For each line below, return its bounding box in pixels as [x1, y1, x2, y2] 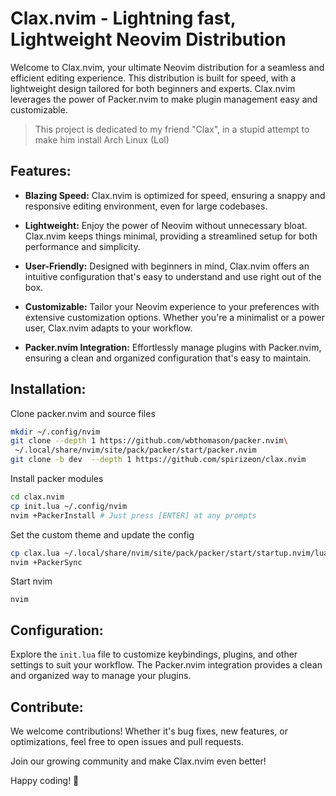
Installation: [10, 381, 87, 398]
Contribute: [10, 698, 84, 716]
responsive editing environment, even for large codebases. [24, 200, 268, 212]
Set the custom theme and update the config [10, 528, 195, 541]
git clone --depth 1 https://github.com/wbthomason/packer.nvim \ [10, 436, 288, 446]
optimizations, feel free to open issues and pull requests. [10, 736, 244, 748]
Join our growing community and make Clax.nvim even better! [10, 755, 267, 767]
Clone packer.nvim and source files [10, 407, 156, 419]
